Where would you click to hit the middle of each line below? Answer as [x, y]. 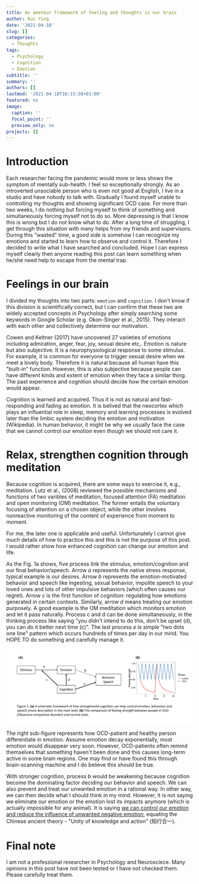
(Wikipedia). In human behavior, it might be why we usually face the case [96, 425]
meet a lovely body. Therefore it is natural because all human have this [93, 363]
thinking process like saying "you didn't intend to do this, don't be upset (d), [99, 621]
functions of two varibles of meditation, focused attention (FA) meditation [96, 497]
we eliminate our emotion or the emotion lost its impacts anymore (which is [98, 801]
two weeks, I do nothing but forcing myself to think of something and [91, 210]
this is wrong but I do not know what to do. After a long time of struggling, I [98, 222]
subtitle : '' [22, 75]
